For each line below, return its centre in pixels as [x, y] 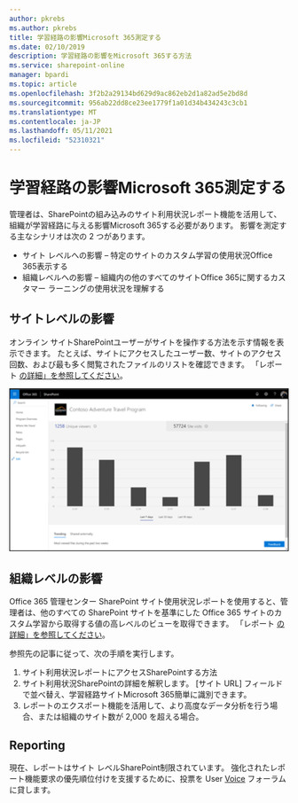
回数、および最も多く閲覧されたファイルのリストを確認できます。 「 [134, 364]
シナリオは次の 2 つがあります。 [91, 236]
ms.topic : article [43, 84]
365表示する [45, 266]
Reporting [37, 745]
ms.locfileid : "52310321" [57, 140]
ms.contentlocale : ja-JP [55, 121]
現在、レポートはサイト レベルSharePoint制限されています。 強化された [140, 768]
